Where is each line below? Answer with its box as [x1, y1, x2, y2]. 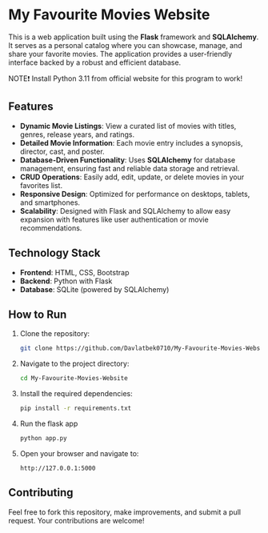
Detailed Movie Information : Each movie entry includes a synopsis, [19, 138, 243, 147]
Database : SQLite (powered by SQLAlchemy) [19, 284, 170, 294]
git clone [19, 344, 54, 353]
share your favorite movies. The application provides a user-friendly [8, 49, 233, 58]
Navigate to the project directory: [19, 359, 130, 369]
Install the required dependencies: [19, 389, 134, 399]
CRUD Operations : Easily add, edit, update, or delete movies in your [19, 172, 245, 182]
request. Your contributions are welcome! [8, 515, 145, 525]
